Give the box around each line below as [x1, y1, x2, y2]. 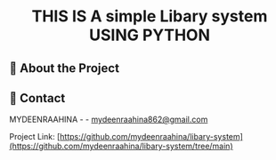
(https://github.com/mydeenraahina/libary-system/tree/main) [9, 140, 233, 152]
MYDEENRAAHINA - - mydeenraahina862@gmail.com [9, 114, 208, 125]
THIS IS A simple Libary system [31, 6, 268, 27]
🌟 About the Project [9, 60, 120, 76]
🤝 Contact [9, 91, 66, 106]
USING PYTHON [88, 25, 211, 45]
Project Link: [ [9, 132, 61, 142]
